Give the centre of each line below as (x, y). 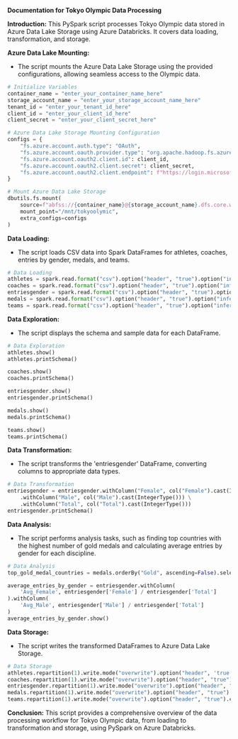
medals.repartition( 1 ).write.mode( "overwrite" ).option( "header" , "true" (117, 693)
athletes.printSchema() (42, 359)
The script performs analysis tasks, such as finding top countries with (119, 538)
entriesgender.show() (39, 391)
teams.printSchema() (38, 437)
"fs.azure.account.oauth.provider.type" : (82, 152)
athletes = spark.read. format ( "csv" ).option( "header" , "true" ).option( (115, 279)
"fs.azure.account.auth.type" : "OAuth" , (80, 146)
